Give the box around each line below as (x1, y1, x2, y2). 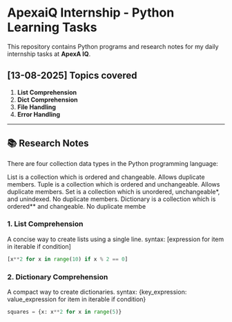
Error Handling (17, 110, 61, 118)
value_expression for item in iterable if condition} (7, 295, 146, 303)
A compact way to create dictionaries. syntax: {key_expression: (7, 288, 187, 296)
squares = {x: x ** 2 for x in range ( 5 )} (7, 309, 122, 316)
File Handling (17, 102, 57, 111)
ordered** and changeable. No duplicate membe (7, 202, 146, 210)
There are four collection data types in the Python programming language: (7, 159, 219, 167)
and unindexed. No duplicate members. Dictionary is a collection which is (7, 195, 216, 203)
